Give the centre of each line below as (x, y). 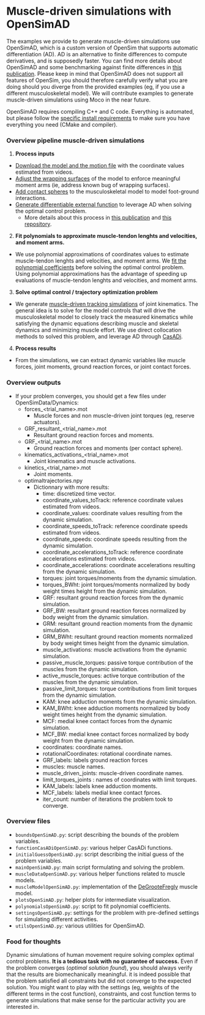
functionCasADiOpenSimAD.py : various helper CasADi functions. (94, 847)
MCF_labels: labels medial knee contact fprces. (102, 792)
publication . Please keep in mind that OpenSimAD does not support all (95, 73)
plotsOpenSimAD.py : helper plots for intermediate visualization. (93, 899)
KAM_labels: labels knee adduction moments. (100, 786)
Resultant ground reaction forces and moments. (94, 435)
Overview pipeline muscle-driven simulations (76, 140)
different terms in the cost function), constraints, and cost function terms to (102, 994)
